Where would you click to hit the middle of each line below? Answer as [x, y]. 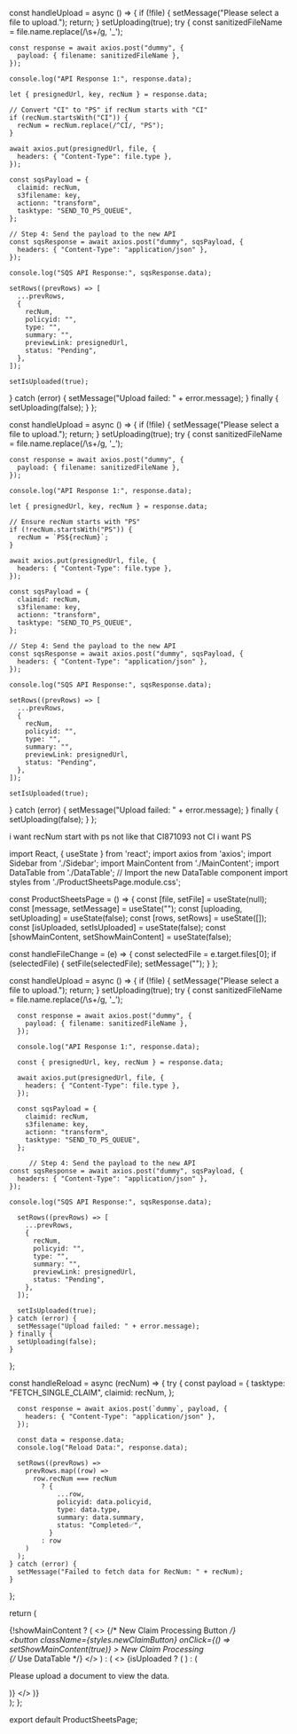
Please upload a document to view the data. [90, 1676]
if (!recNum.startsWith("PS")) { [71, 530]
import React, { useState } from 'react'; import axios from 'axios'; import [141, 854]
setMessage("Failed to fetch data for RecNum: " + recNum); [130, 1572]
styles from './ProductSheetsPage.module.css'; [95, 882]
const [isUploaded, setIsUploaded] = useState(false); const [117, 927]
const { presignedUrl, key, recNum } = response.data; [121, 1063]
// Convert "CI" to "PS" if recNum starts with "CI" [109, 110]
